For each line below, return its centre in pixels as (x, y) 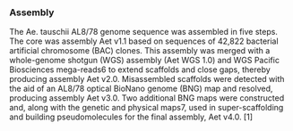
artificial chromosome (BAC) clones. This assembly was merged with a (140, 51)
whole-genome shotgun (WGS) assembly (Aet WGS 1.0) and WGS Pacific (145, 61)
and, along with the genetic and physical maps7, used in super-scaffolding (146, 108)
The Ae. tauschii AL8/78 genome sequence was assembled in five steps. (143, 32)
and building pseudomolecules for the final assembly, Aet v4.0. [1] (131, 117)
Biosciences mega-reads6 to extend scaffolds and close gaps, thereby (140, 70)
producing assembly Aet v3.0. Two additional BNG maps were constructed (147, 98)
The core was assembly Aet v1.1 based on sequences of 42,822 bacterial (144, 41)
